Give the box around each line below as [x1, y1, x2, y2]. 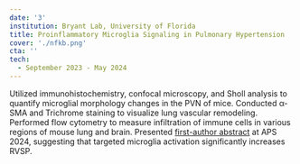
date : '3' [9, 13, 47, 23]
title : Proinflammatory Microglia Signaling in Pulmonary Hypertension [9, 30, 285, 39]
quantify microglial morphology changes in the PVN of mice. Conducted [9, 97, 277, 108]
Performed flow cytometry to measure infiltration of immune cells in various [9, 116, 291, 127]
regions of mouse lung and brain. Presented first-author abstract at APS [9, 126, 277, 137]
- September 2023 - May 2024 [17, 64, 127, 73]
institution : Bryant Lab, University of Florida [9, 22, 196, 31]
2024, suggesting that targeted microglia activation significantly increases [9, 136, 286, 147]
